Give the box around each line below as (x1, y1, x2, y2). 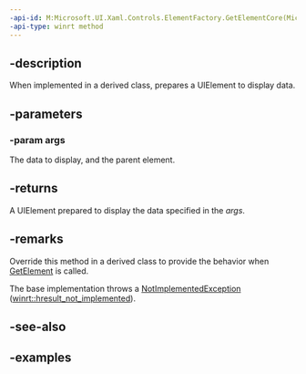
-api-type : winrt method (9, 22, 104, 31)
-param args (9, 133, 66, 146)
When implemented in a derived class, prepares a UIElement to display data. (9, 79, 296, 91)
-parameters (9, 106, 83, 121)
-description (9, 56, 82, 71)
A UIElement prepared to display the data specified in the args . (9, 204, 246, 215)
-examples (9, 350, 72, 366)
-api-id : (9, 13, 43, 23)
